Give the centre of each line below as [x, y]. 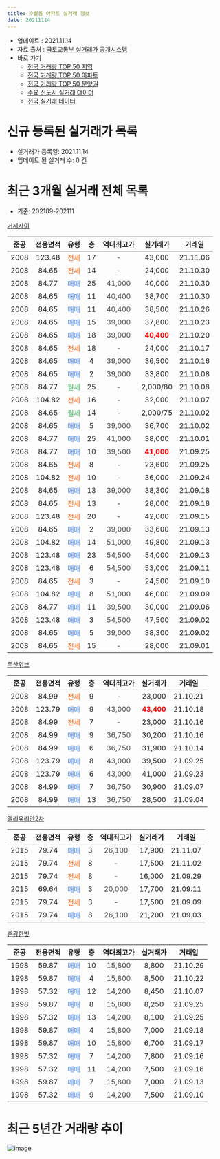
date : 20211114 [29, 20]
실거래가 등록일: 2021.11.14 [53, 152]
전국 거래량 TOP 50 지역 [60, 66]
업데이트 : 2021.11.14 [44, 40]
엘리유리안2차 [26, 819]
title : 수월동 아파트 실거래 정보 [48, 13]
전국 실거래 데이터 [51, 101]
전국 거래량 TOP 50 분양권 [63, 84]
